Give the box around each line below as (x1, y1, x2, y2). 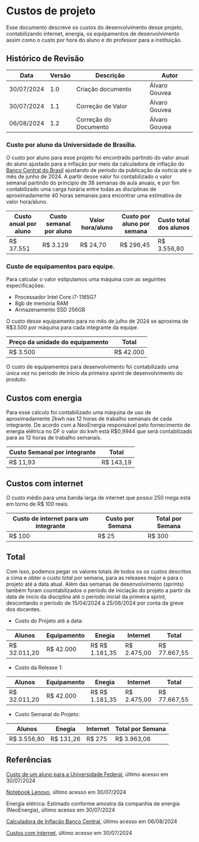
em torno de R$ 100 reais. (6, 500, 69, 507)
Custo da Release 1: (14, 663, 63, 671)
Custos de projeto (6, 4, 96, 18)
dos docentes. (6, 605, 41, 612)
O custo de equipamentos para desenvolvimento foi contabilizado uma (6, 363, 179, 370)
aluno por (122, 220, 150, 228)
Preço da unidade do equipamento (9, 338, 109, 347)
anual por (9, 220, 37, 228)
